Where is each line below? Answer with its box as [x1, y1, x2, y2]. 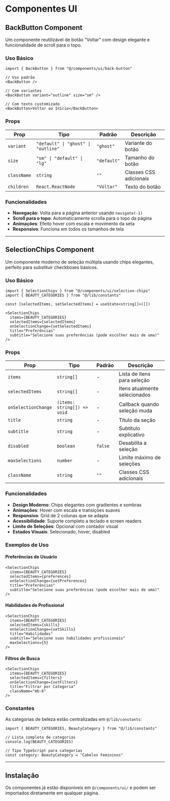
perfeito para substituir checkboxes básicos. [5, 264, 98, 270]
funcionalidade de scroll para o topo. [5, 42, 82, 48]
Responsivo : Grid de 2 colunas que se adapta [12, 512, 109, 518]
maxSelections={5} [10, 640, 49, 645]
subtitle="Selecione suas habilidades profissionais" [10, 635, 125, 641]
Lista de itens [118, 370, 151, 377]
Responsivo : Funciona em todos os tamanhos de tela [12, 226, 124, 232]
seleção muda [118, 407, 153, 414]
